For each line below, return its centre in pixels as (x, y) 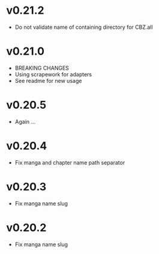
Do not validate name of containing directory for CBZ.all (84, 27)
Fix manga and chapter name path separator (70, 162)
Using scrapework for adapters (53, 74)
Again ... (25, 121)
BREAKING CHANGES (42, 68)
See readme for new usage (48, 80)
